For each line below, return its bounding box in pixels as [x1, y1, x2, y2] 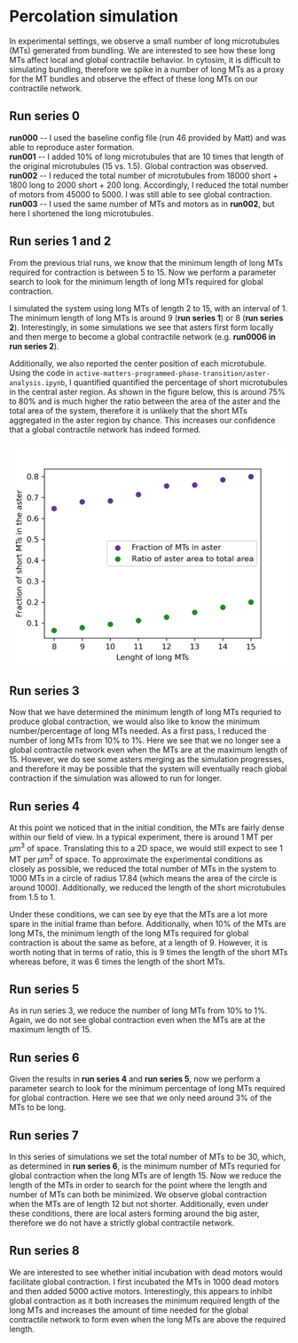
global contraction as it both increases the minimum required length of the [9, 1295, 280, 1306]
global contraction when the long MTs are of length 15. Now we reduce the [9, 1170, 282, 1181]
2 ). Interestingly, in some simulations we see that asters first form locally [9, 322, 274, 333]
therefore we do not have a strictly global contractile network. [9, 1218, 235, 1228]
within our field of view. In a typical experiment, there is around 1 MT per [9, 832, 273, 842]
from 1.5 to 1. [9, 891, 56, 902]
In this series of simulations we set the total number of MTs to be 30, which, [9, 1152, 286, 1162]
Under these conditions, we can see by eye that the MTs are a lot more [9, 909, 268, 920]
